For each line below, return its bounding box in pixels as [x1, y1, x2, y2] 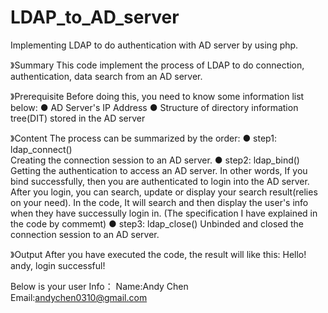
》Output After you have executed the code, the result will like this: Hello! [10, 248, 307, 260]
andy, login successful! [10, 259, 106, 271]
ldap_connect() [10, 143, 73, 155]
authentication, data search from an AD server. [10, 70, 203, 82]
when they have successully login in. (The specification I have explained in [10, 207, 318, 219]
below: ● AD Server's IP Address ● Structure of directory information [10, 101, 299, 113]
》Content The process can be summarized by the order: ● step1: [10, 132, 277, 144]
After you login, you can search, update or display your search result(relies [10, 186, 318, 198]
